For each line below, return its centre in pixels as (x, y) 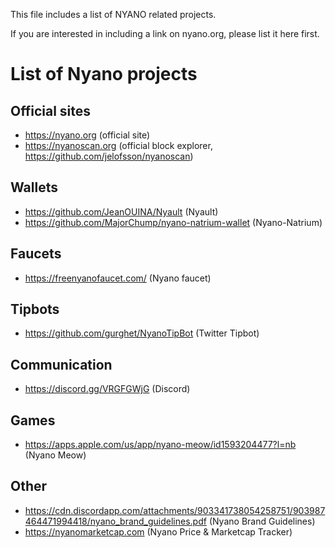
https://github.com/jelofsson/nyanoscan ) (109, 156)
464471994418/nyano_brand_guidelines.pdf (115, 521)
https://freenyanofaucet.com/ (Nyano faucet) (118, 278)
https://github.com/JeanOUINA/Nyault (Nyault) (121, 211)
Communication (61, 364)
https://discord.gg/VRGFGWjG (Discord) (107, 389)
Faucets (36, 254)
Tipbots (35, 309)
